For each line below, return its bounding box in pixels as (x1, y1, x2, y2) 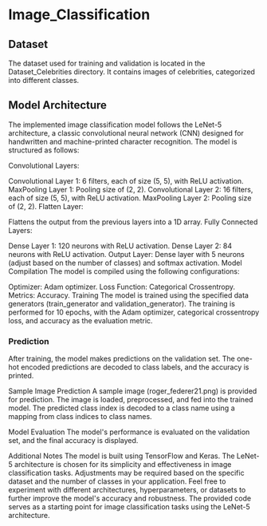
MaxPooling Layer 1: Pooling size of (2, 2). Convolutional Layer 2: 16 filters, (8, 184, 253, 194)
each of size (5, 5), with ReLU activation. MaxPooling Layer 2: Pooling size (8, 193, 252, 203)
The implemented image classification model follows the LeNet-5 (8, 120, 222, 129)
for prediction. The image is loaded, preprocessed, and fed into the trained (8, 395, 253, 405)
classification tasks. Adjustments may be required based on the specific (8, 469, 245, 478)
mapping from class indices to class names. (8, 412, 153, 421)
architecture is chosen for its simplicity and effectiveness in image (14, 460, 232, 469)
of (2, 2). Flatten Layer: (8, 201, 84, 211)
